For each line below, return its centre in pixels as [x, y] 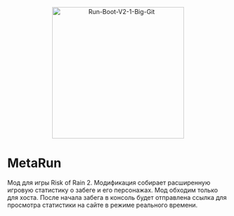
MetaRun [34, 163]
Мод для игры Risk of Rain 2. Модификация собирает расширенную [109, 182]
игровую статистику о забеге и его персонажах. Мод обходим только [113, 190]
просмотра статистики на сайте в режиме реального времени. [103, 205]
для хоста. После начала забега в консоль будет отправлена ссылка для [117, 197]
